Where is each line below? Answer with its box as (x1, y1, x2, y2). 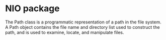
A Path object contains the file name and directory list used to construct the (5, 24, 160, 30)
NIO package (5, 3, 60, 14)
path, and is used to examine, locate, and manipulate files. (5, 29, 124, 35)
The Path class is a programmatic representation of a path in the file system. (5, 19, 162, 25)
